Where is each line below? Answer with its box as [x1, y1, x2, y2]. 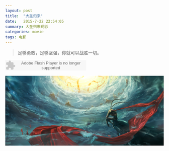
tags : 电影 [5, 35, 27, 40]
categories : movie [5, 29, 44, 35]
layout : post [5, 8, 33, 13]
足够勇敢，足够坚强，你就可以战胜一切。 [17, 50, 102, 55]
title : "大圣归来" [5, 13, 43, 19]
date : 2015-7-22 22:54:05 [5, 19, 64, 24]
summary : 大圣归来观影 [5, 24, 48, 29]
